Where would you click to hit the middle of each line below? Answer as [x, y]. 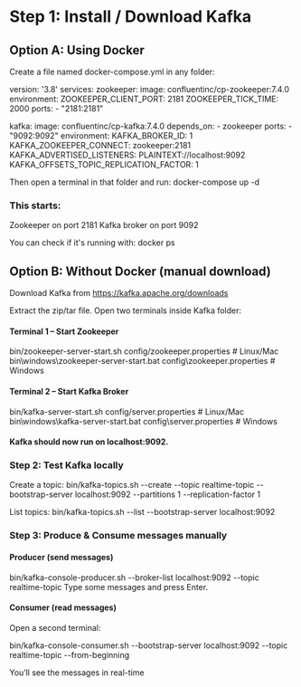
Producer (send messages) [61, 557]
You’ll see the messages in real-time [77, 673]
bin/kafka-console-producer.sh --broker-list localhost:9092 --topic [134, 577]
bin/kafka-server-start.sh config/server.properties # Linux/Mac [127, 411]
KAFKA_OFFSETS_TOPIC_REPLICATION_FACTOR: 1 [104, 164]
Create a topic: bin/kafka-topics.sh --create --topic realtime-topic [132, 485]
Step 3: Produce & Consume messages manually [118, 536]
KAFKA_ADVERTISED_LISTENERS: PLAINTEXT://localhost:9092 [127, 155]
